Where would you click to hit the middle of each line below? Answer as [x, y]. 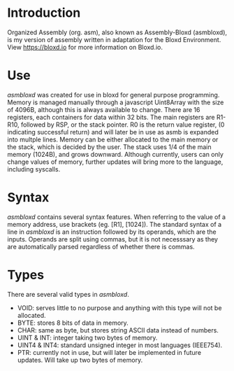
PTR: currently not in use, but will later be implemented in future [109, 352]
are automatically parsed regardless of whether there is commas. [101, 246]
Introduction [44, 13]
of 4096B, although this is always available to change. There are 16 [104, 109]
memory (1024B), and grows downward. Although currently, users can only [115, 154]
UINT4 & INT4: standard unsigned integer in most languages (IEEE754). [120, 345]
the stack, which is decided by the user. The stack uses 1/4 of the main [109, 147]
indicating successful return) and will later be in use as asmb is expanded [113, 132]
